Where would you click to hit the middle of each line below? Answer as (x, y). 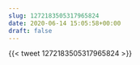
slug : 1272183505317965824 (54, 16)
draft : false (30, 30)
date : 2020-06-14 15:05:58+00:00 (65, 23)
